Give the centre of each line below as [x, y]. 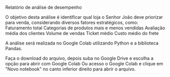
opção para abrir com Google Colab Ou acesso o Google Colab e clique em [84, 64]
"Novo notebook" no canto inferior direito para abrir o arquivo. [70, 69]
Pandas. [14, 48]
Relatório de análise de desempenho [44, 7]
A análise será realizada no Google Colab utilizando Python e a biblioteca [82, 43]
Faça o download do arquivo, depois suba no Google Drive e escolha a [79, 58]
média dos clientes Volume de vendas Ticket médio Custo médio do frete [82, 33]
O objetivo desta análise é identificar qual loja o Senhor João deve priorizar [84, 17]
